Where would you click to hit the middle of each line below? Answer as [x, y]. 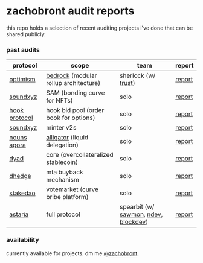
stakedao [22, 193]
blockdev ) [134, 222]
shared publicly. [26, 34]
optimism [22, 80]
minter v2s [61, 128]
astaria [19, 214]
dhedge [20, 176]
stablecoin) [62, 162]
